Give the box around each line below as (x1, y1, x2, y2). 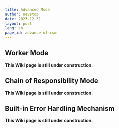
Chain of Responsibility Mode (5, 77, 98, 85)
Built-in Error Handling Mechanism (5, 104, 115, 113)
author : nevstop (5, 12, 39, 17)
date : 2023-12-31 (5, 16, 41, 21)
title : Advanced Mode (5, 7, 50, 12)
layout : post (5, 21, 32, 26)
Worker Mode (5, 49, 49, 57)
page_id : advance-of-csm (5, 30, 57, 35)
